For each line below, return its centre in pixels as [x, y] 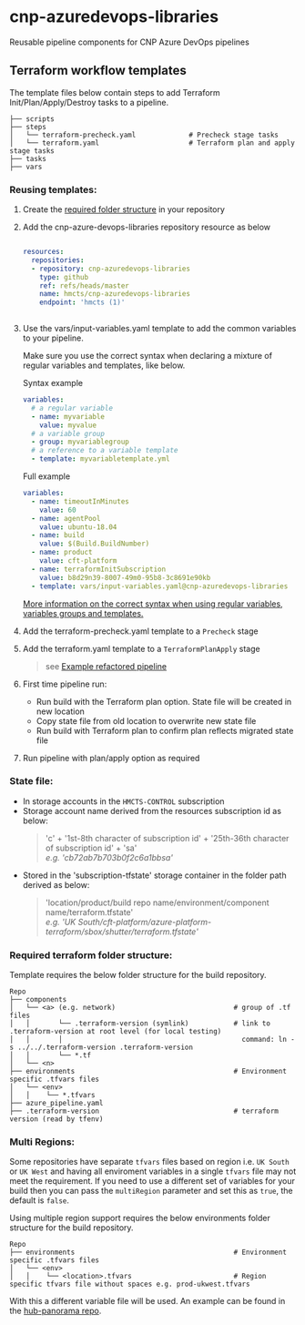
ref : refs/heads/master [84, 285]
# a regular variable [72, 408]
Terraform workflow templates [98, 71]
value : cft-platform [78, 561]
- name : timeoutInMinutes [80, 501]
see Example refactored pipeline [106, 666]
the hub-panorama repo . [56, 1311]
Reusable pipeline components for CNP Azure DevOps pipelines [130, 42]
